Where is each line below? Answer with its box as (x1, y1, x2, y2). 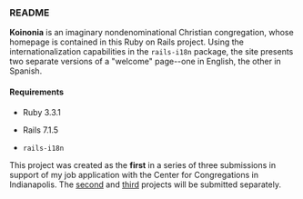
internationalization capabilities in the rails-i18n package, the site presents (9, 46, 294, 57)
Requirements (9, 86, 65, 97)
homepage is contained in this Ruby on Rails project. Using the (9, 36, 244, 47)
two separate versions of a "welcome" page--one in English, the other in (9, 56, 282, 67)
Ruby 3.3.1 (22, 106, 62, 117)
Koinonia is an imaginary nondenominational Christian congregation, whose (9, 27, 294, 38)
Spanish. (9, 65, 43, 76)
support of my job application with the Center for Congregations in (9, 169, 259, 180)
